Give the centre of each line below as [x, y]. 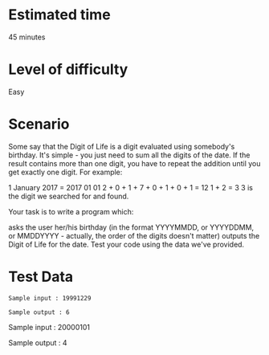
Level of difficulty [68, 69]
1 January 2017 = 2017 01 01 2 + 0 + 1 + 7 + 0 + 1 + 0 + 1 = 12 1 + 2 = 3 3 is [130, 187]
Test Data [41, 277]
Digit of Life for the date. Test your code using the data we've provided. [126, 244]
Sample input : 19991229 [50, 298]
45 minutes [27, 37]
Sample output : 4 [38, 342]
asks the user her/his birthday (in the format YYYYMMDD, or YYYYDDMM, [131, 227]
